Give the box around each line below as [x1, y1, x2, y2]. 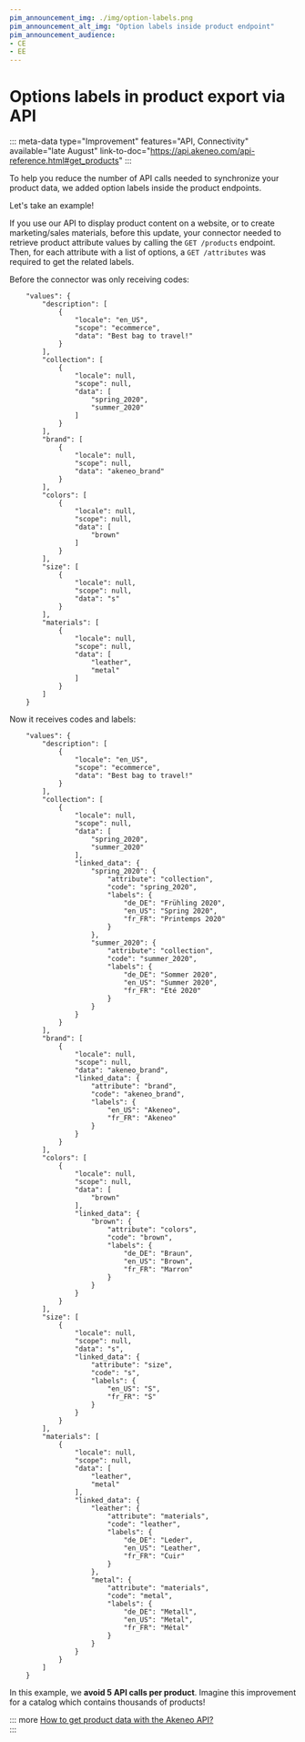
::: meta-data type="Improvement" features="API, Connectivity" [9, 136, 249, 147]
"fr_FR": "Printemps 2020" [123, 915, 226, 924]
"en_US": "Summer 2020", [123, 978, 219, 987]
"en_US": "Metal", [123, 1615, 194, 1625]
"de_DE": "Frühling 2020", [123, 898, 226, 908]
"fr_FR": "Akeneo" [107, 1114, 178, 1123]
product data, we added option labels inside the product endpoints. [9, 183, 262, 194]
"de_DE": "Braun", [123, 1249, 194, 1259]
